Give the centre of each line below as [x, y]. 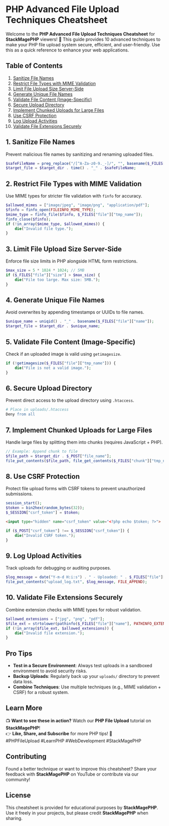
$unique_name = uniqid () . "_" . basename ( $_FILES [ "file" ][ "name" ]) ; [80, 322]
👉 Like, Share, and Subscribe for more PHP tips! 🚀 [59, 733]
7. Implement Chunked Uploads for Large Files [79, 430]
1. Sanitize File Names [40, 142]
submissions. [19, 494]
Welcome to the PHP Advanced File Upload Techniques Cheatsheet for [80, 34]
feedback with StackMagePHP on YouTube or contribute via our [72, 774]
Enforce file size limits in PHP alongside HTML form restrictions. [72, 261]
